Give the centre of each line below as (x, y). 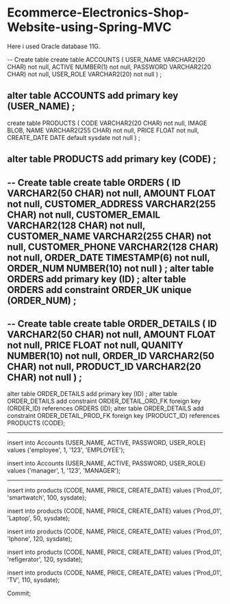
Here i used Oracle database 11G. (54, 46)
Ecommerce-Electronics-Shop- (98, 13)
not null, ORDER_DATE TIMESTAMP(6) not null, (108, 258)
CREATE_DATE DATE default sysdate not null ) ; (74, 137)
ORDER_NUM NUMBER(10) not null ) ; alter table (111, 268)
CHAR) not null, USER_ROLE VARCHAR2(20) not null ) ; (85, 74)
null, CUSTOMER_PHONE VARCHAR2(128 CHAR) (113, 247)
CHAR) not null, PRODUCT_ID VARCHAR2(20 (104, 366)
